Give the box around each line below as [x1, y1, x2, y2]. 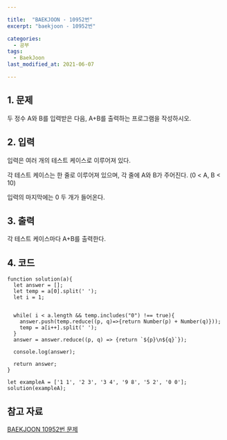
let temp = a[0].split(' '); [13, 288, 98, 295]
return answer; [13, 361, 57, 368]
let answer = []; [13, 282, 64, 289]
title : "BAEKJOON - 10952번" [7, 16, 93, 23]
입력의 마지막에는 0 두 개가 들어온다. [7, 193, 105, 201]
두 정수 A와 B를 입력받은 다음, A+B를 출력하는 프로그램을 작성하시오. [7, 114, 192, 122]
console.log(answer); [13, 349, 76, 355]
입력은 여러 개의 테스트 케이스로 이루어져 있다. [7, 156, 131, 164]
